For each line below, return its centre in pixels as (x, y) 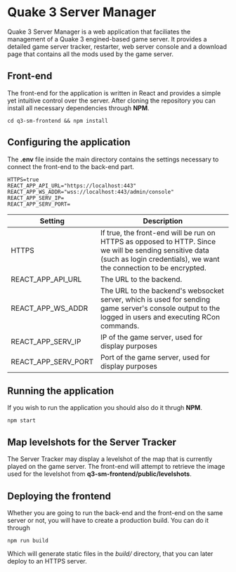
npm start (22, 421)
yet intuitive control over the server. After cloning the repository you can (111, 100)
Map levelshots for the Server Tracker (92, 442)
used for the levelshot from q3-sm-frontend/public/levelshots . (99, 474)
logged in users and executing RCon (160, 317)
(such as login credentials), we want (160, 259)
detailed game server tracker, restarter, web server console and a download (117, 46)
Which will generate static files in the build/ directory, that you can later (110, 554)
